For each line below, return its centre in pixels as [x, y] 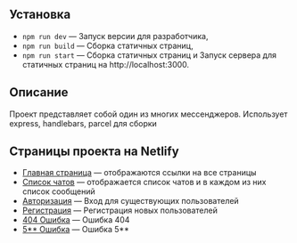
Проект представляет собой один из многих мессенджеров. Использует [148, 114]
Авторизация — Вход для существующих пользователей [130, 201]
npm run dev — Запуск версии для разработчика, [115, 36]
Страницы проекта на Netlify [95, 152]
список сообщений [58, 191]
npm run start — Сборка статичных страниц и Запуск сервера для [149, 55]
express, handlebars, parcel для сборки [83, 123]
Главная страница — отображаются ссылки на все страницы [139, 173]
